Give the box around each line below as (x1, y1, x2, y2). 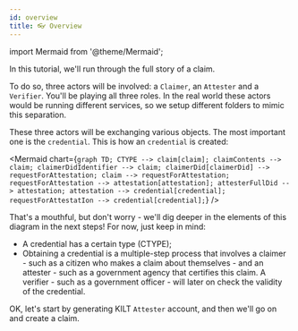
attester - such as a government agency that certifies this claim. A (21, 267, 267, 277)
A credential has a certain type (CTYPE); (21, 238, 173, 249)
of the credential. (21, 285, 86, 296)
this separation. (9, 109, 67, 120)
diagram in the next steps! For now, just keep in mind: (9, 221, 206, 232)
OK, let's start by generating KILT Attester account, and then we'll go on (9, 303, 277, 314)
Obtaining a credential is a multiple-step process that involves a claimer (21, 248, 286, 259)
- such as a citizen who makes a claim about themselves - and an (21, 257, 264, 268)
